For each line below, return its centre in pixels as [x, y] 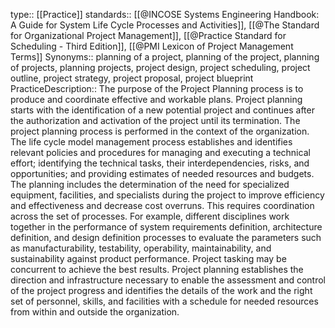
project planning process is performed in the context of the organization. [160, 131]
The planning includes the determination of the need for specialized [150, 184]
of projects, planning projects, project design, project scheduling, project [160, 67]
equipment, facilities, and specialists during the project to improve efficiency [167, 195]
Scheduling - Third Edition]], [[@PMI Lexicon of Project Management [152, 46]
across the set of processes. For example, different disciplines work [150, 216]
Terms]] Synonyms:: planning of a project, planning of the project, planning [165, 57]
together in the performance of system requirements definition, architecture [166, 227]
